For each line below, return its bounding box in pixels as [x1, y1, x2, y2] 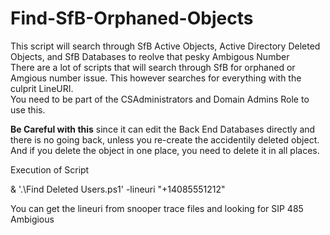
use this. [10, 103, 46, 116]
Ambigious [10, 213, 55, 225]
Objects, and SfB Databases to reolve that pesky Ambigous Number [10, 50, 290, 62]
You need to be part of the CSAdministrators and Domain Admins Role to [10, 93, 310, 105]
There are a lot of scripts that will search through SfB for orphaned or [10, 61, 296, 73]
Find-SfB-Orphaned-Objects [10, 7, 254, 30]
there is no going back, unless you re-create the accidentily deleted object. [10, 133, 320, 146]
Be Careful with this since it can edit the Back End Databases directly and [10, 123, 316, 135]
